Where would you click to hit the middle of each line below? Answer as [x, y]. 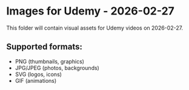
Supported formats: [45, 47]
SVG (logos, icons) [38, 74]
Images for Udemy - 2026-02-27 [90, 11]
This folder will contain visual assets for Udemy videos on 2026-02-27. [95, 28]
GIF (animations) [36, 80]
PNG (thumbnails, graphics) [50, 61]
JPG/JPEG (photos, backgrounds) [57, 68]
